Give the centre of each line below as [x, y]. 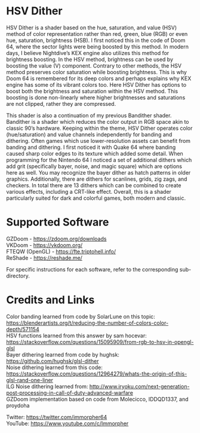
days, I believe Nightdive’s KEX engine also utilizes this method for [88, 53]
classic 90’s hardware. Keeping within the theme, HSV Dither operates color [99, 128]
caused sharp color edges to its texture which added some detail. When [95, 153]
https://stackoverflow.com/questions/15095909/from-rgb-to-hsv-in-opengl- [100, 341]
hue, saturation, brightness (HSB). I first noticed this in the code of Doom [96, 40]
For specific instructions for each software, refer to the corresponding [92, 269]
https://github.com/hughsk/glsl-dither [53, 361]
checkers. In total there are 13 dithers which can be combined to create [94, 185]
